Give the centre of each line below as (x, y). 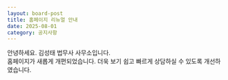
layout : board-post (35, 13)
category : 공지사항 (32, 32)
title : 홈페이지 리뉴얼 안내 (42, 20)
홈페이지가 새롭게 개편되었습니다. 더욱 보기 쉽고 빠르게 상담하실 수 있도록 (105, 62)
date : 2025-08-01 (32, 26)
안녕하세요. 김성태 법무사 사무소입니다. (59, 53)
